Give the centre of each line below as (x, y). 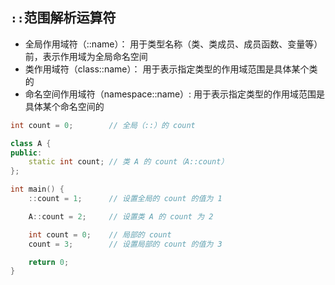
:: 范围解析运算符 (63, 18)
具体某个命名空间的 (64, 106)
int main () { (37, 189)
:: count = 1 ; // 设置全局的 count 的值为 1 (125, 199)
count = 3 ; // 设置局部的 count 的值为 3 (125, 244)
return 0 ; (49, 262)
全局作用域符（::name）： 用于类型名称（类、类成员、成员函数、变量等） (173, 44)
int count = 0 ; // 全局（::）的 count (103, 125)
